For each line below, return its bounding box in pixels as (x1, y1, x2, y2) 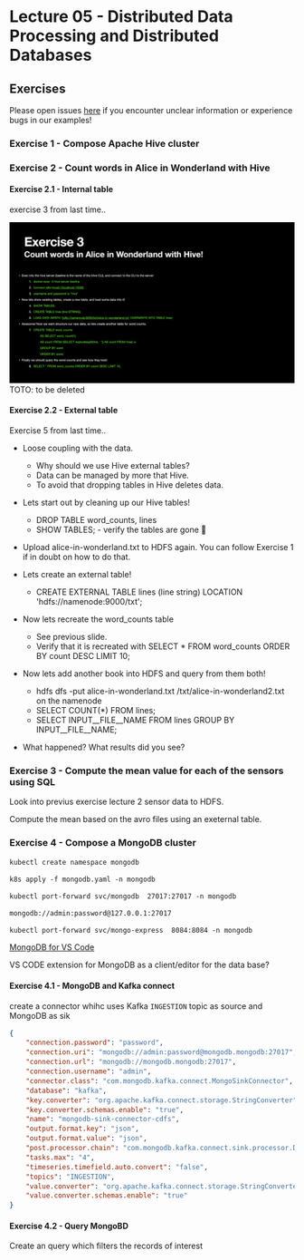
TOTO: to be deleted (9, 383, 86, 395)
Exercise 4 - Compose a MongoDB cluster (9, 836, 196, 848)
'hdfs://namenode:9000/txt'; (35, 596, 143, 606)
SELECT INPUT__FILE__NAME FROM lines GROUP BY (35, 714, 235, 725)
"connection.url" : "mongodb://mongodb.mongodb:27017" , (25, 1058, 237, 1067)
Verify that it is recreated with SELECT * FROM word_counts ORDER (35, 641, 290, 652)
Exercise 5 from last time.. (9, 424, 107, 436)
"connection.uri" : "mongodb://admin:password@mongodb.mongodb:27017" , (25, 1048, 298, 1057)
